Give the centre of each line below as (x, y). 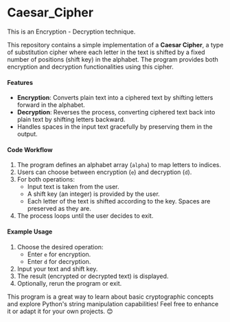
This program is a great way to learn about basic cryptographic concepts (111, 297)
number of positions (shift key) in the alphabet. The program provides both (113, 59)
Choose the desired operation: (60, 247)
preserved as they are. (59, 209)
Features (20, 82)
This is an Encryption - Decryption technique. (71, 32)
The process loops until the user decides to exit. (85, 216)
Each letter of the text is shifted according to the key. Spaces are (119, 201)
